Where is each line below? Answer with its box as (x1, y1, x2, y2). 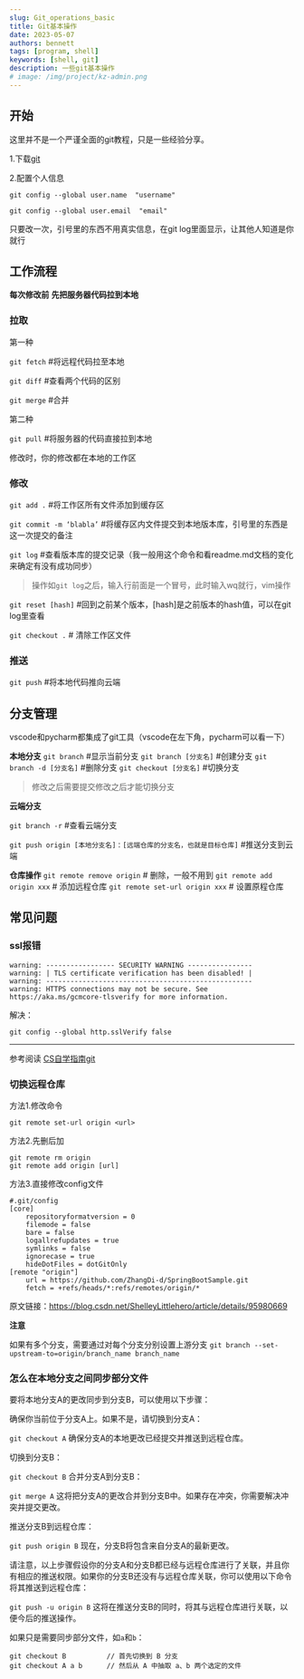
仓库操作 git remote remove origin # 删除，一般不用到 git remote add (9, 870, 273, 881)
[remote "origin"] (9, 1268, 79, 1278)
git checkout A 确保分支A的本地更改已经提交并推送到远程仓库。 (9, 1433, 249, 1443)
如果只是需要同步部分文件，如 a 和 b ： (9, 1632, 145, 1643)
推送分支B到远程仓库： (9, 1521, 95, 1532)
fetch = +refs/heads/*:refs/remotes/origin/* (25, 1284, 201, 1293)
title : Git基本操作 (9, 22, 78, 31)
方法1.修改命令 (9, 1100, 63, 1111)
